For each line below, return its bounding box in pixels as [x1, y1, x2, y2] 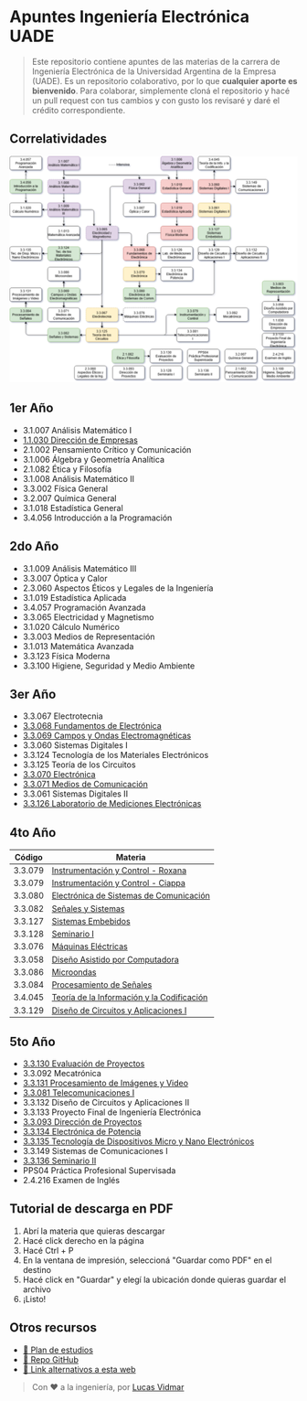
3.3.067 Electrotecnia [22, 711, 103, 722]
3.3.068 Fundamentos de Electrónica [22, 721, 162, 732]
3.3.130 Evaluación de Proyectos [22, 1058, 145, 1069]
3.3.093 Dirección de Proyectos [22, 1117, 143, 1128]
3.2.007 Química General [22, 492, 117, 504]
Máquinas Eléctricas [51, 941, 128, 952]
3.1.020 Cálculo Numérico [22, 621, 121, 632]
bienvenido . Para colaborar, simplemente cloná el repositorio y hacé [31, 85, 291, 96]
